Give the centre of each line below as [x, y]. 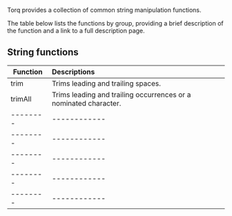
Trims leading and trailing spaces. [106, 84]
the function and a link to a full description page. [76, 31]
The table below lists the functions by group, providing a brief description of [116, 23]
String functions [43, 52]
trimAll [21, 99]
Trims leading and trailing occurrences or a [121, 95]
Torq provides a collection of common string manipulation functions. [104, 10]
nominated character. [86, 103]
